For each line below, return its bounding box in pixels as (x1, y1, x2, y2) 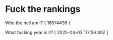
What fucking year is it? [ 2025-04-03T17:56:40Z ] (5, 29, 109, 35)
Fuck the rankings (5, 3, 81, 15)
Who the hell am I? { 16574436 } (5, 20, 71, 26)
